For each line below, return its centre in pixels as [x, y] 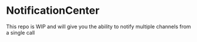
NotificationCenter [53, 11]
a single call [21, 32]
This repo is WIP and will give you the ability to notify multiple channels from [98, 26]
